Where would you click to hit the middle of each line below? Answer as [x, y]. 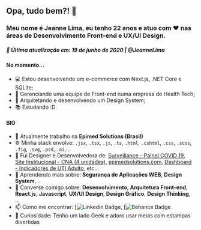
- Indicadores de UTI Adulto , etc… [57, 168]
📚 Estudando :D [35, 107]
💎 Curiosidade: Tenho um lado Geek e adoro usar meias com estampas [103, 216]
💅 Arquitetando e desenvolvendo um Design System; [80, 100]
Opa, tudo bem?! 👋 [41, 11]
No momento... [25, 65]
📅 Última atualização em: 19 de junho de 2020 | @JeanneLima [85, 50]
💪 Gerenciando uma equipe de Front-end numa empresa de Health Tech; [105, 94]
